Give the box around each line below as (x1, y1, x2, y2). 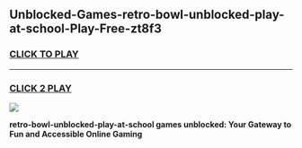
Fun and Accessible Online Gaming (9, 128, 143, 139)
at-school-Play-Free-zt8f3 (9, 22, 162, 37)
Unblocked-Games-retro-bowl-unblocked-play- (9, 7, 285, 22)
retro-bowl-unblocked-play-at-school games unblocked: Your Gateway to (9, 118, 292, 129)
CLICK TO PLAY (9, 48, 79, 61)
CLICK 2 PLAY (9, 82, 72, 94)
